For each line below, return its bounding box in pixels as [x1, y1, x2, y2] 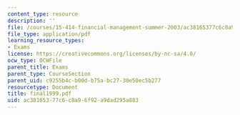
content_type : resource [7, 10, 79, 18]
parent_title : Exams [7, 64, 69, 71]
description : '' [7, 17, 56, 24]
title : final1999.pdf [7, 90, 72, 97]
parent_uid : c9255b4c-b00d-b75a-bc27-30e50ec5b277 [7, 76, 161, 84]
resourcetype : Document [7, 84, 79, 91]
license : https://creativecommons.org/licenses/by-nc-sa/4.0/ [7, 51, 196, 58]
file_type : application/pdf [7, 30, 91, 38]
